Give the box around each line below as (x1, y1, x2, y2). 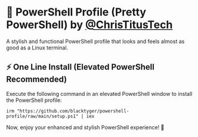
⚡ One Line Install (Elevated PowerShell (6, 62, 155, 72)
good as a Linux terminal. (6, 44, 69, 51)
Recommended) (6, 74, 67, 85)
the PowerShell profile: (6, 96, 62, 104)
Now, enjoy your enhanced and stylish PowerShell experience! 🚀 (6, 123, 165, 130)
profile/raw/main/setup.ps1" (6, 113, 79, 119)
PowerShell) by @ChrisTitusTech (6, 18, 173, 32)
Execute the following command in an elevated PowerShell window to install (6, 90, 193, 97)
